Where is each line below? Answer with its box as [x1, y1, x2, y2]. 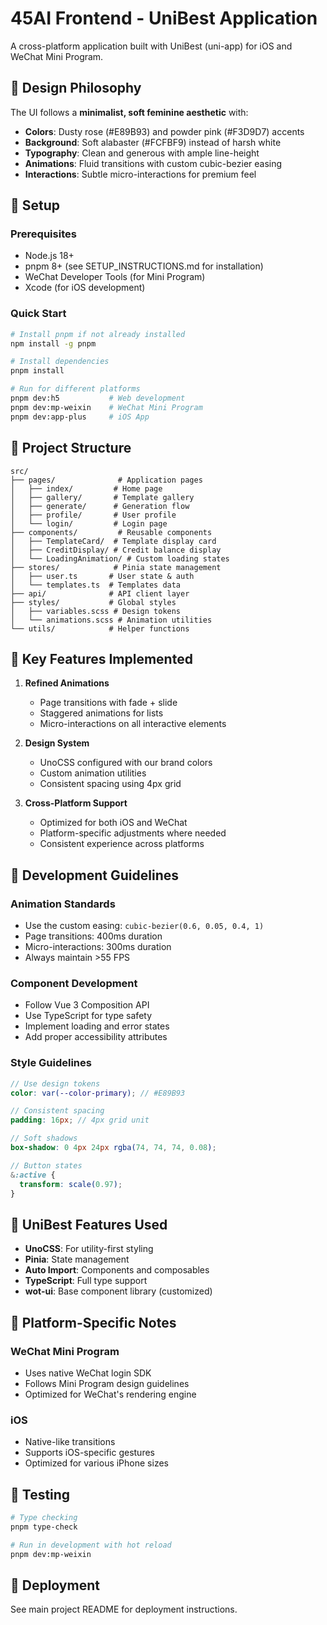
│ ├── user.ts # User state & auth [10, 571, 195, 581]
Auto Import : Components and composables [24, 1264, 210, 1276]
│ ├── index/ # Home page [10, 483, 163, 494]
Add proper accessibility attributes [24, 1031, 168, 1043]
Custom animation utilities [39, 767, 147, 779]
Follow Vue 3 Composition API [24, 999, 150, 1011]
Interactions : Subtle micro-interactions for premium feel [24, 168, 257, 180]
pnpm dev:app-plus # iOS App [10, 412, 150, 422]
